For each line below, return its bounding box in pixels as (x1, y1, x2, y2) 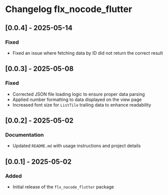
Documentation (5, 131, 44, 138)
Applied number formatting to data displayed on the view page (12, 96, 142, 103)
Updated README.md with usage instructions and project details (12, 143, 141, 149)
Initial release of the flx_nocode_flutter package (12, 183, 114, 189)
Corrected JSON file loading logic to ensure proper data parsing (12, 91, 145, 97)
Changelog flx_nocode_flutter (5, 4, 132, 15)
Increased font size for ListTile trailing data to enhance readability (12, 102, 151, 108)
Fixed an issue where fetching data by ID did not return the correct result (12, 50, 163, 56)
